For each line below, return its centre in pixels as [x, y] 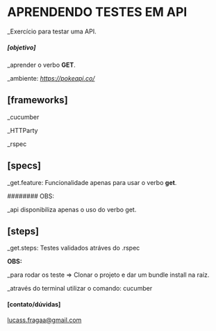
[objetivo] [22, 47]
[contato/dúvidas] [34, 304]
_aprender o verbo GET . [42, 65]
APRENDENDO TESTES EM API [97, 12]
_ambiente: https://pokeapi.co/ [51, 78]
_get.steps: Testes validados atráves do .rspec [74, 248]
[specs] [24, 166]
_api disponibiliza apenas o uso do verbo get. [72, 209]
